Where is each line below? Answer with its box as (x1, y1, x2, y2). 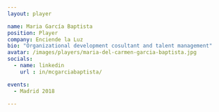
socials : (7, 55, 33, 63)
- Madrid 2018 (13, 87, 55, 94)
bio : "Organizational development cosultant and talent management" (7, 43, 213, 50)
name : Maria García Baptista (7, 22, 93, 30)
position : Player (7, 29, 58, 36)
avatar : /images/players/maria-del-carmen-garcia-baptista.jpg (7, 49, 197, 56)
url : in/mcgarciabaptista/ (20, 68, 102, 76)
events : (7, 81, 30, 88)
